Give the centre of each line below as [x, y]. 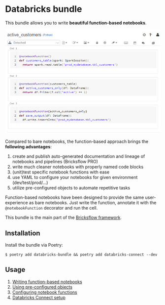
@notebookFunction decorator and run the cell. [51, 208]
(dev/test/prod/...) [30, 183]
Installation [23, 233]
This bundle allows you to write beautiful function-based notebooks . [76, 23]
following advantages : [29, 147]
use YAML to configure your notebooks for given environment [75, 177]
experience [16, 203]
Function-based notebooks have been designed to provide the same [75, 197]
